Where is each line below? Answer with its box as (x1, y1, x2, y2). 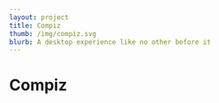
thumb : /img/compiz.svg (9, 29, 97, 38)
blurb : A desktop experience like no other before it (9, 37, 212, 47)
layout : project (9, 12, 69, 22)
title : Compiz (9, 21, 62, 30)
